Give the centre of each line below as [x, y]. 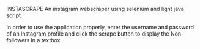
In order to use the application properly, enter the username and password [100, 27]
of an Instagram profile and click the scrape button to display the [88, 34]
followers [18, 40]
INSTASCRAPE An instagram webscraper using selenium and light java [95, 9]
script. [14, 15]
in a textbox [46, 40]
